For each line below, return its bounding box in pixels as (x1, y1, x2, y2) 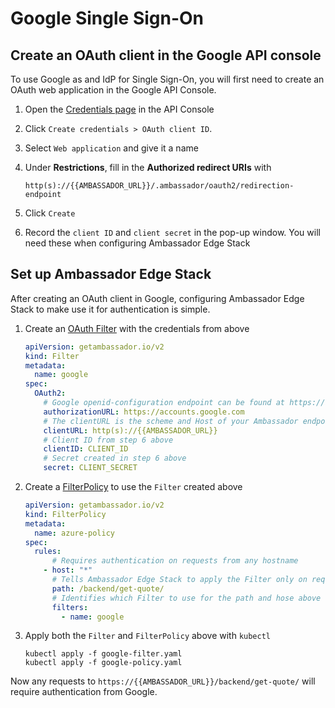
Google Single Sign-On (10, 7, 205, 30)
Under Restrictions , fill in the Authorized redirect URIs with (24, 162, 272, 173)
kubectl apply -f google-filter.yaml (24, 649, 183, 659)
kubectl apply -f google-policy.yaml (24, 658, 183, 668)
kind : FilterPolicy (24, 509, 107, 519)
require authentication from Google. (10, 686, 158, 698)
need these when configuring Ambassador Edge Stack (24, 237, 251, 249)
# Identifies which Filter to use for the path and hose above (51, 593, 322, 603)
